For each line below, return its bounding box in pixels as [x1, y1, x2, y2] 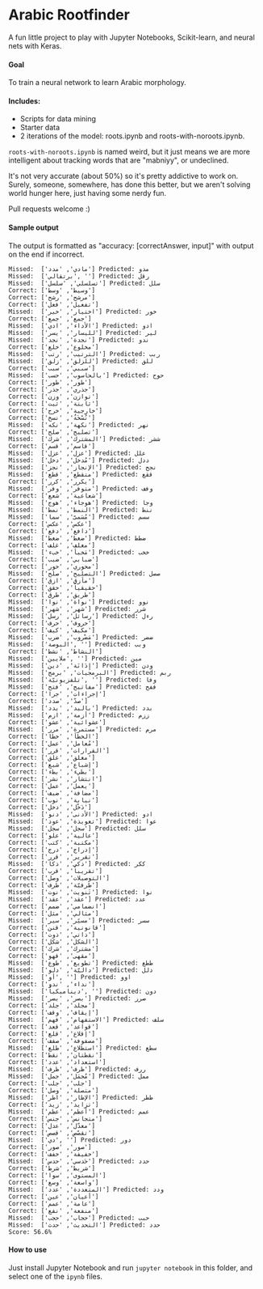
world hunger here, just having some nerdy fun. [8, 189, 167, 198]
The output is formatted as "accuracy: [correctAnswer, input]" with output [8, 240, 254, 250]
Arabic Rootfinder [8, 6, 131, 24]
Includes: [8, 95, 41, 106]
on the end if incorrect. [8, 249, 85, 259]
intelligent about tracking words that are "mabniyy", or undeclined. [8, 155, 229, 165]
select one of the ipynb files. [8, 1271, 103, 1281]
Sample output [8, 223, 59, 232]
